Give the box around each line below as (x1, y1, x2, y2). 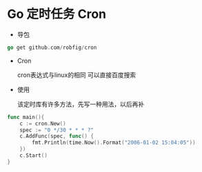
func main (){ (7, 114, 45, 120)
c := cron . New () (19, 120, 67, 127)
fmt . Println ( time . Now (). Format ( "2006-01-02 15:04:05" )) (32, 139, 196, 147)
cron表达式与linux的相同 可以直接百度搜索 (17, 70, 137, 79)
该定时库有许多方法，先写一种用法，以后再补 (17, 100, 145, 108)
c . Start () (19, 152, 48, 159)
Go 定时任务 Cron (7, 6, 107, 22)
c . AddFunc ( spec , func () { (19, 133, 94, 140)
